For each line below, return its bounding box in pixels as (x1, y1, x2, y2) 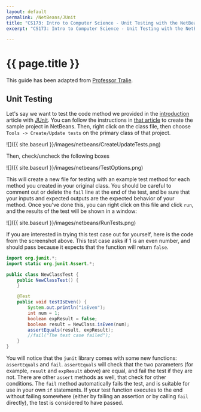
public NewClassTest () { (17, 277, 79, 283)
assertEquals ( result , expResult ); (28, 327, 114, 333)
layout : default (6, 8, 47, 15)
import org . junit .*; (6, 255, 58, 261)
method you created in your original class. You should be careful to (6, 182, 172, 189)
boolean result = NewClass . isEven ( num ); (28, 321, 130, 327)
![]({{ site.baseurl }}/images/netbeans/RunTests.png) (6, 219, 136, 226)
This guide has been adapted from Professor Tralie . (6, 77, 133, 84)
